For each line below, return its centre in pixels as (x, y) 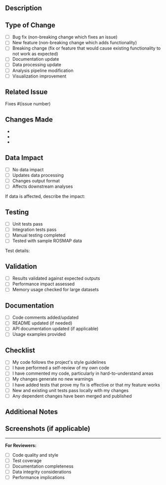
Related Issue (26, 92)
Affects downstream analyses (42, 186)
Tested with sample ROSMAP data (47, 241)
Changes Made (29, 120)
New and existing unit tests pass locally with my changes (70, 390)
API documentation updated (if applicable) (55, 329)
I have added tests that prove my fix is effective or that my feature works (86, 385)
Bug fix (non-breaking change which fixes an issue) (65, 37)
